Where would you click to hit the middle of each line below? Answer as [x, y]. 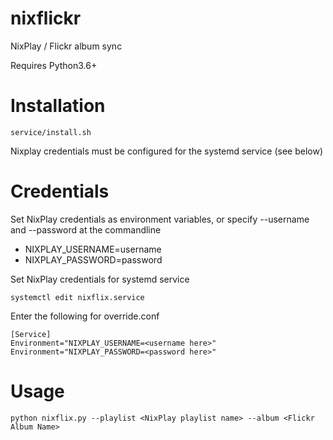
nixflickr [46, 18]
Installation [58, 106]
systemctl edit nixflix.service [77, 297]
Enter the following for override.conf [85, 316]
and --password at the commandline [86, 229]
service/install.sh [51, 132]
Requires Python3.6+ [54, 65]
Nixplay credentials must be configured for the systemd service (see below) [167, 151]
